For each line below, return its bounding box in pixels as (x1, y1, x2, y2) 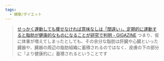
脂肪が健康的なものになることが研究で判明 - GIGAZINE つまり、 (26, 32, 155, 38)
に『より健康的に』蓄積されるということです (17, 50, 108, 57)
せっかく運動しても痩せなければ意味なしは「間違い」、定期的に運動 (17, 26, 153, 32)
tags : (5, 7, 16, 12)
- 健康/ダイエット (9, 12, 42, 17)
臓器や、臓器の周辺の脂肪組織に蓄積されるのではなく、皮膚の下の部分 (17, 44, 160, 50)
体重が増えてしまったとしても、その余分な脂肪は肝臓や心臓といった (21, 38, 159, 44)
